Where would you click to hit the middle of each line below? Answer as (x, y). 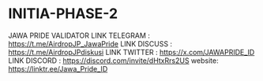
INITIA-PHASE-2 (63, 14)
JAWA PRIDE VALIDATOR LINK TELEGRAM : (79, 35)
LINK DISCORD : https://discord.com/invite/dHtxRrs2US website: (113, 61)
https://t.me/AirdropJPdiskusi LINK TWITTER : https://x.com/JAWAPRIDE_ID (131, 52)
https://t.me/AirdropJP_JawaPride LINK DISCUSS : (90, 43)
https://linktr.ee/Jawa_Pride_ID (58, 68)
